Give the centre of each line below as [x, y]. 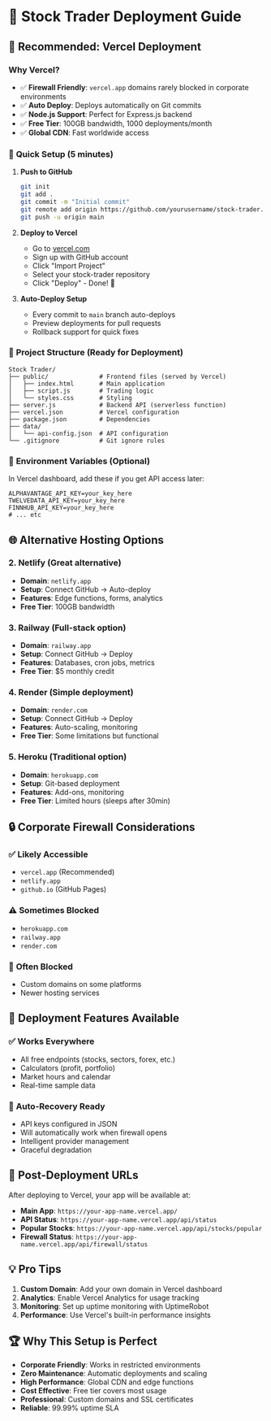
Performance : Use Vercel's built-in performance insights [115, 1315]
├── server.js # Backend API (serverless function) [118, 405]
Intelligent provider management [75, 1141]
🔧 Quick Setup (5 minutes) [61, 154]
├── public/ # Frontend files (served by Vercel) [118, 376]
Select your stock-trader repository [91, 274]
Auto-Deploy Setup [54, 298]
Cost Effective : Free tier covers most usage [93, 1391]
